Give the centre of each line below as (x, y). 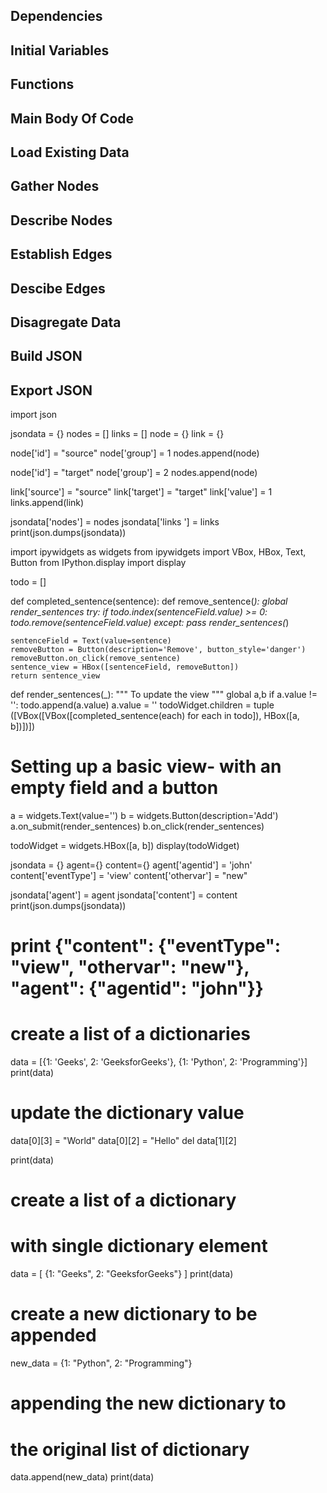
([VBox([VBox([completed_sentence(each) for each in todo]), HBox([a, (155, 716)
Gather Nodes (55, 186)
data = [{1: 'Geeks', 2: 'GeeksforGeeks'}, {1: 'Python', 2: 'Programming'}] (159, 1062)
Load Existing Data (70, 152)
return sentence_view (55, 676)
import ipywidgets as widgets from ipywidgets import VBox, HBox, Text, (158, 552)
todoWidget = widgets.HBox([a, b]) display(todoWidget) (125, 846)
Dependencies (56, 16)
